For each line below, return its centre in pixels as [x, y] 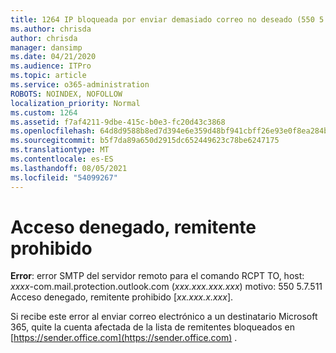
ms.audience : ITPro [51, 66]
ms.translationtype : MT [60, 150]
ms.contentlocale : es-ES [62, 159]
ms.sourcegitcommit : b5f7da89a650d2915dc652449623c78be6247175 [145, 141]
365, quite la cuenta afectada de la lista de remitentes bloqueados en [152, 327]
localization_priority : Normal [75, 103]
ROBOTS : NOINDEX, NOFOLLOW [66, 94]
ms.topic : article [48, 76]
